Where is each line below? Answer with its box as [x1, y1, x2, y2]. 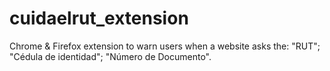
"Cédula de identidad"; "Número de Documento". [9, 50, 212, 62]
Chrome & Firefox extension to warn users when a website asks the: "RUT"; [9, 40, 321, 52]
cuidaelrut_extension [9, 7, 189, 30]
